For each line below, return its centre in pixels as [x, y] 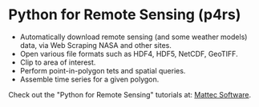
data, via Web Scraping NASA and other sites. [96, 45]
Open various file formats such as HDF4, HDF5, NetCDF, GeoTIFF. [129, 53]
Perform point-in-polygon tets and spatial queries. [103, 70]
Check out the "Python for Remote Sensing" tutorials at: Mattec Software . [130, 94]
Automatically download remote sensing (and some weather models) [134, 37]
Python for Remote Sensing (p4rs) [125, 15]
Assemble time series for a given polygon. [89, 79]
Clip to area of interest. [58, 62]
